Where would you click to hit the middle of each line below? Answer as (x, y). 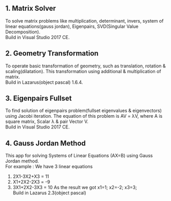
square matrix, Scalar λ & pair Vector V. (47, 122)
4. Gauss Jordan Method (46, 143)
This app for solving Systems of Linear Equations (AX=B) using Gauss (79, 156)
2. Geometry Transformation (52, 53)
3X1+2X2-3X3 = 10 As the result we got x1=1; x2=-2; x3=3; (75, 188)
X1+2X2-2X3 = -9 (31, 182)
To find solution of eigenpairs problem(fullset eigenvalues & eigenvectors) (83, 111)
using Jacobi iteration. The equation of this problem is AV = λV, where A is (84, 116)
